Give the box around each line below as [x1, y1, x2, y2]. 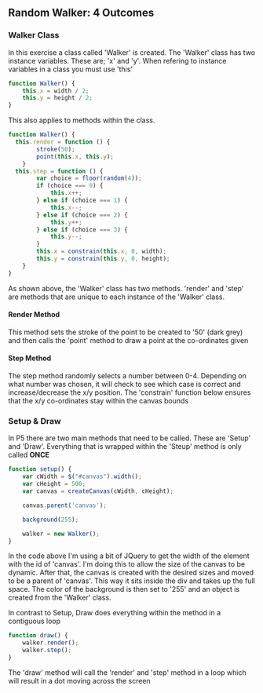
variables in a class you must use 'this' [8, 64, 133, 74]
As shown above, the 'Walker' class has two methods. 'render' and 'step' [8, 283, 244, 293]
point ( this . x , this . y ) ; [36, 152, 114, 160]
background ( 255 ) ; [22, 516, 79, 523]
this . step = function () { [15, 167, 104, 175]
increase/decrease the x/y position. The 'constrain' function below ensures [8, 388, 251, 397]
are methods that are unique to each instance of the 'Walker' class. [8, 292, 225, 301]
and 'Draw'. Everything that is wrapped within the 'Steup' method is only [8, 442, 242, 451]
